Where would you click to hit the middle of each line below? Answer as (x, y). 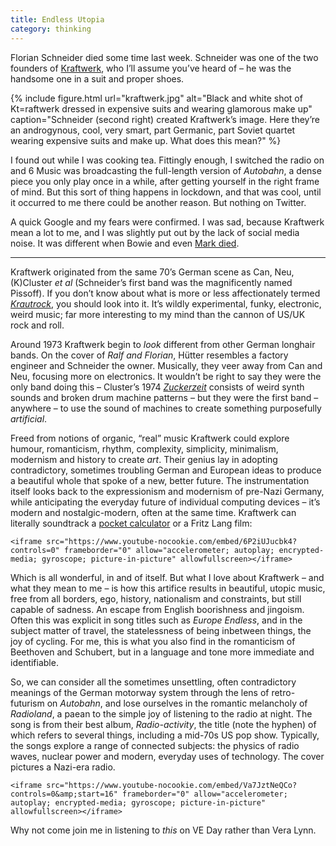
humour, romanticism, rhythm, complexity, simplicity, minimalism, (144, 448)
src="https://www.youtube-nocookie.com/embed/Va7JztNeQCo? (172, 785)
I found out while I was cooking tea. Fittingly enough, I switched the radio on (167, 160)
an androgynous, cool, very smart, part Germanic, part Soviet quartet (153, 130)
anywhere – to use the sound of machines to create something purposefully (166, 408)
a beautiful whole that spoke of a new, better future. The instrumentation (160, 480)
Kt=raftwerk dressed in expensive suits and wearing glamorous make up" (161, 108)
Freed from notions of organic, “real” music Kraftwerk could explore (150, 438)
